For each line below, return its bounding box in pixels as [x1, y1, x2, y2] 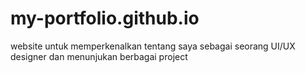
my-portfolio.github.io [10, 7, 200, 30]
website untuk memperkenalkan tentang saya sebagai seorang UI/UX [10, 40, 296, 52]
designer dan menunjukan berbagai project [10, 50, 188, 62]
